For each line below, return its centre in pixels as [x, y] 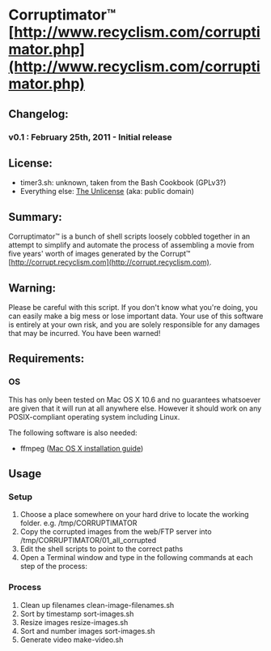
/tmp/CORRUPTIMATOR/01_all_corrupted [88, 541]
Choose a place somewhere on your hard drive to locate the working [134, 515]
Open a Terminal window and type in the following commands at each [136, 558]
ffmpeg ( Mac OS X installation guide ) [82, 448]
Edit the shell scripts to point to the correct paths [102, 549]
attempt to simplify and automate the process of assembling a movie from [131, 245]
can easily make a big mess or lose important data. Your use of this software [136, 316]
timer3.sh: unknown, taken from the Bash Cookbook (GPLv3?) [123, 183]
